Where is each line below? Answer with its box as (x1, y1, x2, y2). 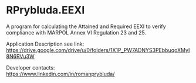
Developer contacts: (6, 64, 55, 71)
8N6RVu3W (6, 53, 35, 60)
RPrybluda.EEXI (6, 4, 85, 17)
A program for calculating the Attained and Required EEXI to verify (6, 23, 166, 30)
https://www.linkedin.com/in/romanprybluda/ (6, 70, 115, 77)
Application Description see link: (6, 40, 85, 47)
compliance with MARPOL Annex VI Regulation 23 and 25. (6, 29, 147, 36)
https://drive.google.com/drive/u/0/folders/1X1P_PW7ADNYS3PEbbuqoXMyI (6, 46, 190, 53)
